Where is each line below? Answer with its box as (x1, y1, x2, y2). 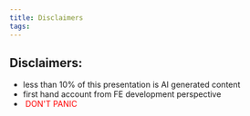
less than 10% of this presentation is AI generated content (22, 79, 241, 91)
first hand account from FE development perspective (22, 89, 222, 100)
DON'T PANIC (25, 99, 78, 110)
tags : (9, 22, 30, 31)
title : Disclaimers (9, 13, 84, 23)
